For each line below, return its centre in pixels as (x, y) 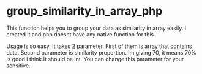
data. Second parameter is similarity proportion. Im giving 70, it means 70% (102, 52)
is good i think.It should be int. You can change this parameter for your (95, 59)
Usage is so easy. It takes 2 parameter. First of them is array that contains (99, 46)
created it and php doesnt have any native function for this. (81, 34)
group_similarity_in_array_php (84, 11)
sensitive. (18, 66)
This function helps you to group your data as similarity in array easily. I (96, 28)
